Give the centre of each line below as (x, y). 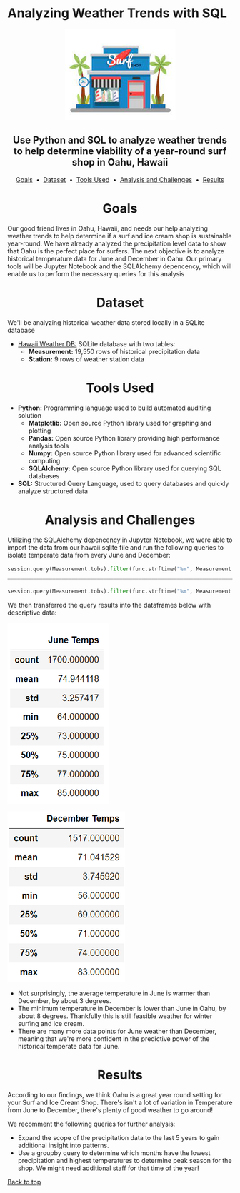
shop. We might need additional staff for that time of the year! (109, 1168)
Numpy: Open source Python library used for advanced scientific (125, 453)
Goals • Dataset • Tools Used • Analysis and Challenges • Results (120, 179)
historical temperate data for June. (69, 1046)
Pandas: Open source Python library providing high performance (124, 438)
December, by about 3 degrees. (65, 1001)
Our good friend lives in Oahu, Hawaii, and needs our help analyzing (108, 228)
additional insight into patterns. (63, 1145)
